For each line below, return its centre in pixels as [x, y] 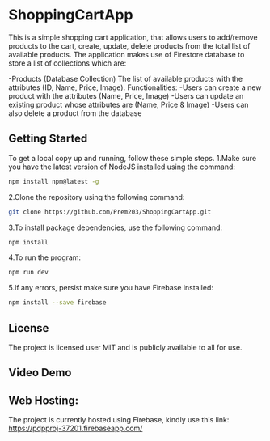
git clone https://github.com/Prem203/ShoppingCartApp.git [110, 212]
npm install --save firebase [57, 303]
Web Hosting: [44, 400]
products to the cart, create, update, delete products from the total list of [129, 45]
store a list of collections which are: [67, 63]
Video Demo [40, 373]
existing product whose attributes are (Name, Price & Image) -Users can [129, 104]
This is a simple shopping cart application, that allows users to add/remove [133, 37]
